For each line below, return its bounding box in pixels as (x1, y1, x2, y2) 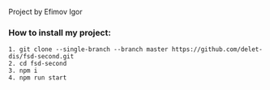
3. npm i (8, 66, 38, 75)
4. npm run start (8, 74, 67, 82)
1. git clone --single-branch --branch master (8, 45, 169, 54)
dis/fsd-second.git (8, 53, 75, 61)
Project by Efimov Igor (8, 7, 83, 16)
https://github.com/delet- (171, 45, 264, 54)
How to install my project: (8, 27, 111, 38)
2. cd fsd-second (8, 60, 67, 68)
